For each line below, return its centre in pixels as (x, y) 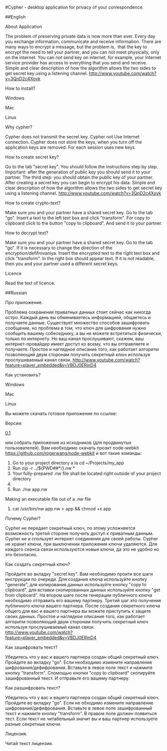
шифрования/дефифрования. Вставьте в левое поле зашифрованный (79, 708)
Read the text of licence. (30, 283)
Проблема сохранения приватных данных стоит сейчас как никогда (78, 312)
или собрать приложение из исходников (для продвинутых (68, 442)
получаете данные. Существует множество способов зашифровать (78, 323)
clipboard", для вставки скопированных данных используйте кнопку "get (83, 590)
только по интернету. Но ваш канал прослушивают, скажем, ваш (75, 339)
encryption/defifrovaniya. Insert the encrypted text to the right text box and (82, 253)
